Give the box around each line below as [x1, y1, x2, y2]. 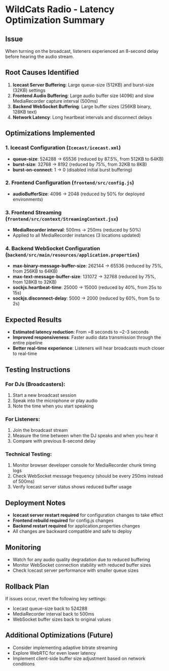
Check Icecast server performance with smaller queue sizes [12, 567, 139, 573]
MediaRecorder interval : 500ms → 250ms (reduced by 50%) [12, 227, 141, 233]
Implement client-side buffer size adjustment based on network [12, 655, 146, 661]
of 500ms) [12, 478, 35, 484]
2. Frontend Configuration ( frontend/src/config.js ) [5, 179, 134, 186]
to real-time [12, 351, 37, 357]
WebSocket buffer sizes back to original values [12, 616, 111, 622]
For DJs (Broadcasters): [5, 381, 65, 388]
